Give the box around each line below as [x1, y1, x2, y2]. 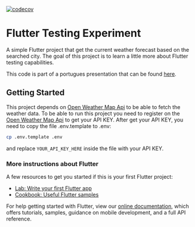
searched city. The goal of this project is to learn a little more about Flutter [6, 52, 188, 60]
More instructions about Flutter [6, 160, 99, 168]
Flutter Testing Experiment [6, 27, 141, 40]
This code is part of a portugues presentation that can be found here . [6, 70, 177, 77]
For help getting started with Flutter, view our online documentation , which [6, 203, 190, 210]
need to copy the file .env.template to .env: [6, 122, 112, 129]
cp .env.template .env [6, 134, 63, 140]
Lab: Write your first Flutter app [14, 185, 92, 192]
